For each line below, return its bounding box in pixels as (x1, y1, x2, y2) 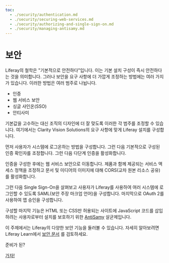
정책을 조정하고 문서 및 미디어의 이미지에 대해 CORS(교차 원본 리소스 (14, 167, 150, 173)
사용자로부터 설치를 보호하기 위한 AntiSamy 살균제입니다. (18, 214, 132, 220)
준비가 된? (5, 242, 25, 248)
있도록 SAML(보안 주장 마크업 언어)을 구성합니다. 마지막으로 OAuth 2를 (24, 191, 164, 197)
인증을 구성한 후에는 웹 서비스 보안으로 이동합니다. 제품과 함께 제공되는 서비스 (5, 161, 157, 167)
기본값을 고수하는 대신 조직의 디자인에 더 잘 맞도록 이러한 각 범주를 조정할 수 (5, 120, 155, 126)
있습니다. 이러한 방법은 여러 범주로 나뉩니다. (10, 80, 97, 86)
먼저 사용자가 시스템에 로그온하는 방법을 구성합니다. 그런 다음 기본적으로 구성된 (5, 144, 160, 150)
